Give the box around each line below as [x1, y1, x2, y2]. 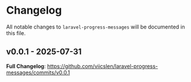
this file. [6, 29, 26, 36]
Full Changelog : [6, 62, 46, 70]
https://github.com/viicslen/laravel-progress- [47, 62, 158, 70]
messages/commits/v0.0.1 [6, 69, 70, 76]
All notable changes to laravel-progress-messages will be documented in [6, 23, 185, 30]
